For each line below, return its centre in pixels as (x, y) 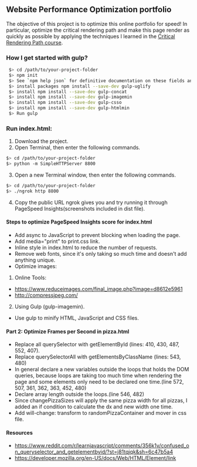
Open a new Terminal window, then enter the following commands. (95, 175)
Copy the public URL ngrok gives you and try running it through (91, 202)
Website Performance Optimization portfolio (89, 10)
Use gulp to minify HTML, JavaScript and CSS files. (77, 318)
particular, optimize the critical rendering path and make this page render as (98, 30)
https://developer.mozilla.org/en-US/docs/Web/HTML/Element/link (95, 458)
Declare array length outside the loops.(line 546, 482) (79, 394)
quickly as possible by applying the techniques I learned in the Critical (91, 36)
